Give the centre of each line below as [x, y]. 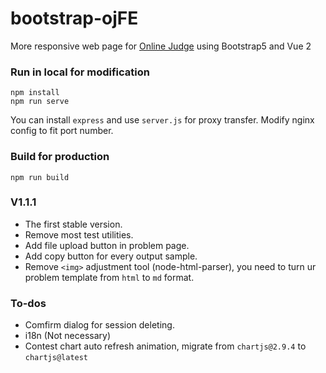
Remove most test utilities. [79, 234]
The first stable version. [73, 224]
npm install [35, 93]
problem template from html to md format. [109, 277]
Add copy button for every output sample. [111, 256]
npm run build [40, 177]
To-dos [28, 303]
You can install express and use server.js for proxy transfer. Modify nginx [162, 120]
